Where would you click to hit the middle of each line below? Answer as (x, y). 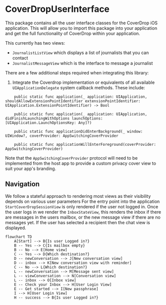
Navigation (22, 184)
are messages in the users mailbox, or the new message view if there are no (83, 217)
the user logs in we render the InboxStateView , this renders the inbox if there (83, 212)
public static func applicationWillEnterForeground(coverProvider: (85, 144)
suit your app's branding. (31, 168)
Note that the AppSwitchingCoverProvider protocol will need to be (71, 158)
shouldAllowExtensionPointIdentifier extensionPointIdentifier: (73, 101)
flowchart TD (19, 237)
